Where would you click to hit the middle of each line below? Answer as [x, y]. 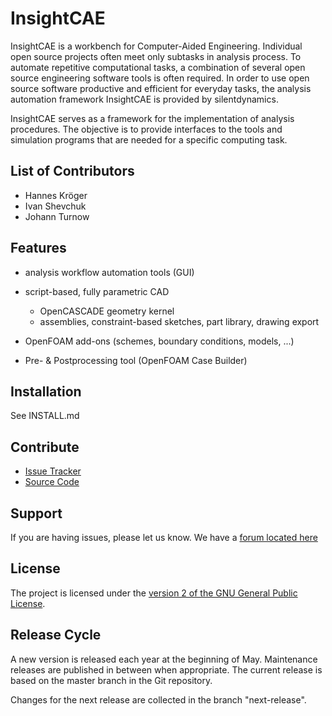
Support [36, 513]
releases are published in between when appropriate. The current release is [166, 669]
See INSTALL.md [45, 416]
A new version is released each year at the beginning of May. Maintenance [164, 659]
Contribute [45, 447]
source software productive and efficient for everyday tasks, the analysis [161, 88]
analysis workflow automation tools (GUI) [109, 272]
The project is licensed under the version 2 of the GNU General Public [154, 593]
